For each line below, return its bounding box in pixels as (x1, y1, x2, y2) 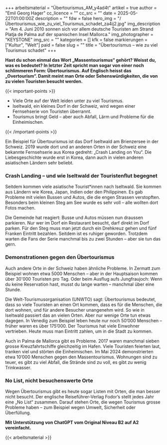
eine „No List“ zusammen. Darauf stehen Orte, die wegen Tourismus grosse (5, 399, 161, 405)
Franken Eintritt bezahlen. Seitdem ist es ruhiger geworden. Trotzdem (5, 231, 148, 237)
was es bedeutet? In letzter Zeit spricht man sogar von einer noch (5, 63, 144, 68)
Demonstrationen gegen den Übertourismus (5, 254, 115, 261)
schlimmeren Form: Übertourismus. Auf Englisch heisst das (5, 68, 132, 74)
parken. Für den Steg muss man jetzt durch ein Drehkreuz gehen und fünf (5, 226, 157, 232)
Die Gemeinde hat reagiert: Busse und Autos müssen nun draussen (5, 214, 144, 220)
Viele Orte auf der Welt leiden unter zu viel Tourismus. (12, 98, 124, 104)
